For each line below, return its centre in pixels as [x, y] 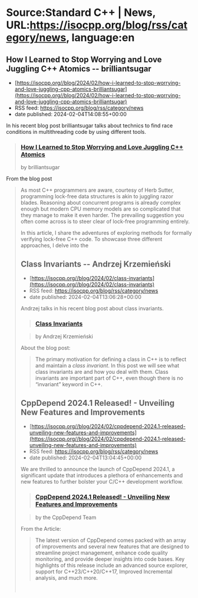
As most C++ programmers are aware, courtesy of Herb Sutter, [97, 190]
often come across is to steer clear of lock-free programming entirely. [105, 222]
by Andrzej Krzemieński [64, 337]
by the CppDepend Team [66, 517]
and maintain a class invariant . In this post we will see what [107, 366]
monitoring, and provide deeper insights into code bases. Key [110, 559]
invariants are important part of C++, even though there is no [109, 378]
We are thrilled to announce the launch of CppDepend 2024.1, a [98, 469]
